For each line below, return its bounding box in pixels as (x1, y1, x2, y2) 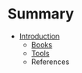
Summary (7, 5, 74, 23)
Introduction (18, 31, 60, 41)
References (31, 57, 70, 67)
